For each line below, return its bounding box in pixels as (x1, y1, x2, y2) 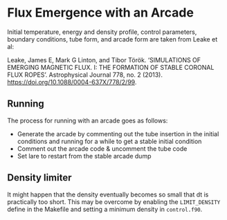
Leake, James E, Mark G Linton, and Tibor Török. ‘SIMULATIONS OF (7, 55, 201, 64)
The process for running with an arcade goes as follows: (7, 116, 168, 125)
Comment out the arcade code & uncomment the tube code (17, 144, 188, 153)
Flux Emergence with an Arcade (7, 5, 194, 21)
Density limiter (7, 172, 72, 184)
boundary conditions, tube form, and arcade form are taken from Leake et (7, 35, 218, 43)
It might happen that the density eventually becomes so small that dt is (7, 190, 209, 199)
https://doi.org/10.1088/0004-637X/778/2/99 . (7, 77, 137, 86)
